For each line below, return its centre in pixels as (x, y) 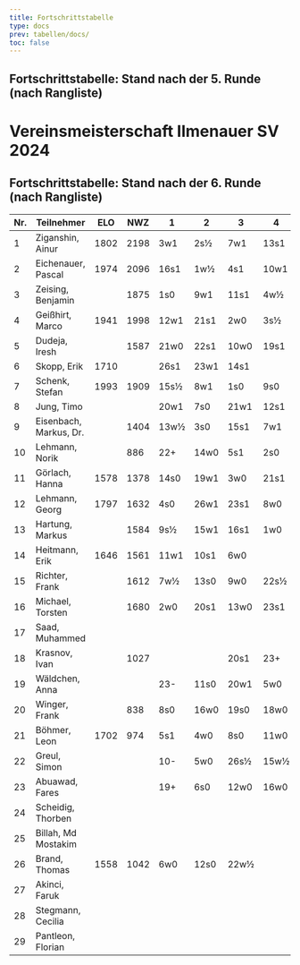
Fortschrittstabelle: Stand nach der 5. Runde (135, 78)
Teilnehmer (60, 222)
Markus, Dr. (60, 432)
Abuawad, (57, 781)
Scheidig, (55, 807)
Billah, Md (56, 833)
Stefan (49, 392)
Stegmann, (58, 909)
